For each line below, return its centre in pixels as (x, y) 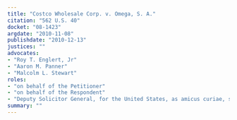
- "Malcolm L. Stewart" (42, 73)
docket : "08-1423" (34, 27)
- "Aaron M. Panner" (38, 66)
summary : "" (25, 106)
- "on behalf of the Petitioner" (56, 86)
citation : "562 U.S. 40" (44, 20)
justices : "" (26, 47)
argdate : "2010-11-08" (41, 34)
